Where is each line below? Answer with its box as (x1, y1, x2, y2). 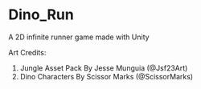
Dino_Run (8, 6, 74, 24)
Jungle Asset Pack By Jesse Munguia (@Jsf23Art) (19, 63, 188, 73)
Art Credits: (8, 47, 47, 57)
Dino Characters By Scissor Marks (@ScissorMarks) (19, 71, 194, 81)
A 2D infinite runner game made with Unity (8, 32, 150, 42)
